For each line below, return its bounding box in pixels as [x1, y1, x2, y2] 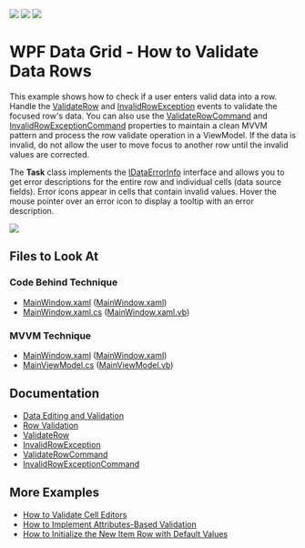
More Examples [9, 485, 100, 501]
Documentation [9, 386, 100, 401]
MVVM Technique [9, 329, 92, 341]
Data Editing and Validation [22, 410, 125, 421]
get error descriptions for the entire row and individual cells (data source [9, 176, 282, 187]
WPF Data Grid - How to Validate [9, 42, 259, 63]
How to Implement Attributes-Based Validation [22, 519, 198, 530]
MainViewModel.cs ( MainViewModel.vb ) [22, 360, 174, 370]
